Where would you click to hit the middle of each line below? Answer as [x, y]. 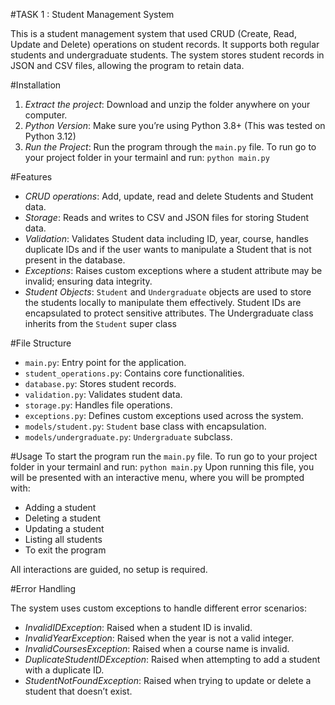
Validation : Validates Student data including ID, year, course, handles [166, 238]
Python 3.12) [50, 136]
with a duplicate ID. [64, 670]
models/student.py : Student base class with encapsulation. [145, 426]
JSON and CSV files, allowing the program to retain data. [127, 65]
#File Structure [41, 343]
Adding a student [60, 507]
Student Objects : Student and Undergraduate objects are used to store [168, 292]
